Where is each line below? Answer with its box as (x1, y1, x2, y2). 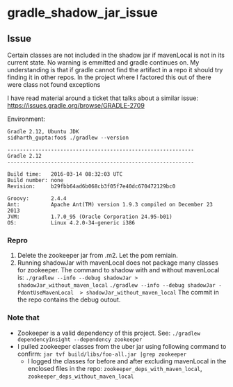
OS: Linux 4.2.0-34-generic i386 (7, 220, 136, 227)
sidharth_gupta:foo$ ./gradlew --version (7, 134, 129, 141)
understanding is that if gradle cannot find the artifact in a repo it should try (7, 66, 223, 74)
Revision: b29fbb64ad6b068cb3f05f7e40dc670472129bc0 (7, 183, 176, 190)
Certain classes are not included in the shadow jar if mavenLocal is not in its (7, 51, 225, 59)
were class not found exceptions (7, 81, 101, 88)
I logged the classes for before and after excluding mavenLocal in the (27, 356, 227, 365)
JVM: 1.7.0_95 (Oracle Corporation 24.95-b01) (7, 213, 172, 220)
